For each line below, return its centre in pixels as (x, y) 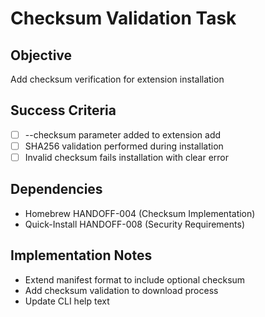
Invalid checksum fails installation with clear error (127, 157)
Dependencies (56, 189)
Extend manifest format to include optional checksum (135, 279)
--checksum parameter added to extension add (123, 134)
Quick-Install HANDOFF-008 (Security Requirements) (134, 224)
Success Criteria (63, 110)
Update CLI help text (67, 301)
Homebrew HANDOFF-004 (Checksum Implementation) (140, 213)
